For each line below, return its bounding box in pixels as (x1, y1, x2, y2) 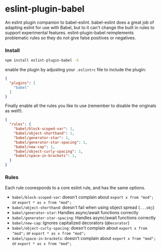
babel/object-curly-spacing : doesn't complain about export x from (12, 225, 147, 231)
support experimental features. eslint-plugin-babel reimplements (5, 30, 134, 35)
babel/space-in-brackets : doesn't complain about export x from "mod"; (12, 235, 156, 241)
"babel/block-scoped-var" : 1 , (14, 126, 75, 131)
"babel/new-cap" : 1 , (14, 144, 55, 149)
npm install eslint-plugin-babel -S (5, 58, 79, 63)
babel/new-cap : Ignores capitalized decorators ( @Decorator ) (12, 220, 130, 226)
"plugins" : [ (9, 80, 36, 85)
